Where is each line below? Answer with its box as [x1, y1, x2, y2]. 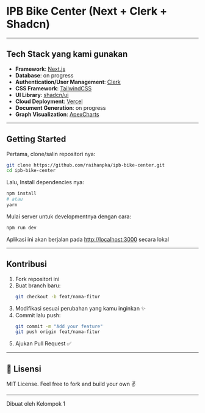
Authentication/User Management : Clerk [15, 78, 121, 85]
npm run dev [6, 224, 37, 231]
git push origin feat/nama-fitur [15, 329, 101, 335]
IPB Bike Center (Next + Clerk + [6, 4, 168, 18]
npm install [6, 190, 37, 196]
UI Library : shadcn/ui [15, 91, 69, 98]
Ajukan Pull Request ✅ [15, 340, 72, 347]
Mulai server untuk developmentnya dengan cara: [6, 212, 131, 220]
